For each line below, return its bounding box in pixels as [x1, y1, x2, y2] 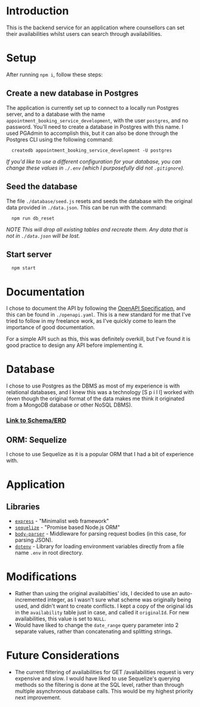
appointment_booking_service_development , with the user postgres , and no [6, 116, 189, 124]
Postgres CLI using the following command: [6, 136, 113, 143]
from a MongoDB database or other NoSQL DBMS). [6, 401, 133, 408]
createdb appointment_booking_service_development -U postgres [11, 147, 172, 153]
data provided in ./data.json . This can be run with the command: [6, 204, 167, 211]
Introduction [6, 4, 69, 18]
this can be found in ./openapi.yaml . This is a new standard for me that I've [6, 311, 191, 318]
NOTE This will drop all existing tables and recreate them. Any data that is [6, 226, 189, 233]
